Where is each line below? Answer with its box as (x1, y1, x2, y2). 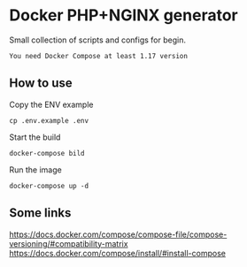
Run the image (9, 164, 62, 175)
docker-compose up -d (9, 181, 89, 190)
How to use (9, 76, 73, 91)
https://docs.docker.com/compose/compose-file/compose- (9, 229, 228, 240)
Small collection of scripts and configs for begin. (9, 34, 186, 45)
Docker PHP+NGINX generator (9, 5, 238, 26)
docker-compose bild (9, 149, 86, 157)
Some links (9, 205, 72, 221)
